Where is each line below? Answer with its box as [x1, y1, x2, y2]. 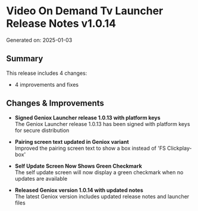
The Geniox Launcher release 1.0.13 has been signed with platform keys [14, 120, 190, 127]
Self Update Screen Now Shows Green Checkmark [14, 162, 143, 169]
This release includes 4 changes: [6, 70, 87, 77]
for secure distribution [14, 127, 70, 134]
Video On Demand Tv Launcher [6, 4, 164, 18]
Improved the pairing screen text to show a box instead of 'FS [14, 144, 166, 152]
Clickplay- [167, 144, 192, 152]
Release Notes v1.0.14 [6, 17, 117, 30]
